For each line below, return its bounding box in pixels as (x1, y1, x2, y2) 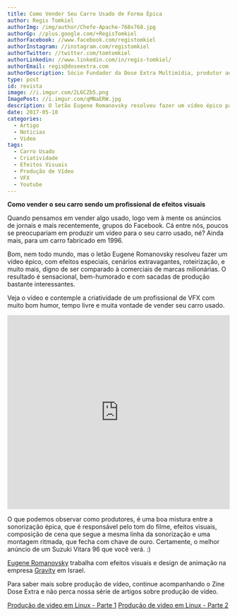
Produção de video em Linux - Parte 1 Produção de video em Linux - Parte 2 (7, 601, 229, 610)
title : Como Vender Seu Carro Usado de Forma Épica (7, 10, 162, 18)
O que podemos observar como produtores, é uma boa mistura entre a (7, 515, 213, 524)
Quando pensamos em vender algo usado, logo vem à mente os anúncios (7, 214, 221, 222)
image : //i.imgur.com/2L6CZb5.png (7, 89, 109, 96)
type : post (7, 76, 39, 83)
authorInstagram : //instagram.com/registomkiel (7, 43, 150, 50)
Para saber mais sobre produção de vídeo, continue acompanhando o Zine (7, 580, 225, 588)
